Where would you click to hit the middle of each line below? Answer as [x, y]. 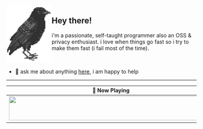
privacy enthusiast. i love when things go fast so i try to [120, 42]
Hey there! [72, 21]
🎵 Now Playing [111, 90]
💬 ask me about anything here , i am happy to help [77, 71]
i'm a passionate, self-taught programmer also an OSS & [122, 35]
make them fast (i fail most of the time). [100, 48]
